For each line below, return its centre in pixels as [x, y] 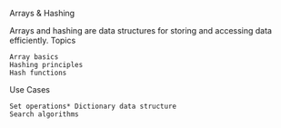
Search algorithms [44, 114]
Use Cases [30, 89]
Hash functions [38, 73]
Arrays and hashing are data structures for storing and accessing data [141, 30]
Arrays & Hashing [42, 13]
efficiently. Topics [43, 40]
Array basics [34, 57]
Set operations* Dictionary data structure [93, 106]
